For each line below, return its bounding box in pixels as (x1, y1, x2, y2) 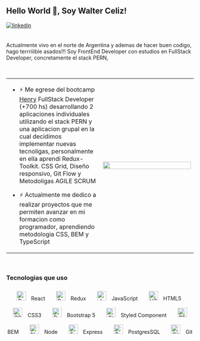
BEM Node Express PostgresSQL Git (7, 329, 193, 336)
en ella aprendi (19, 154, 61, 162)
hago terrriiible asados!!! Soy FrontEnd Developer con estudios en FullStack (6, 48, 192, 55)
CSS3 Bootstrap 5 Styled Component (27, 312, 167, 319)
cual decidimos (19, 132, 62, 140)
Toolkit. (19, 162, 40, 170)
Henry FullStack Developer (19, 95, 94, 103)
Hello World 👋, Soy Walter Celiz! (6, 6, 127, 16)
